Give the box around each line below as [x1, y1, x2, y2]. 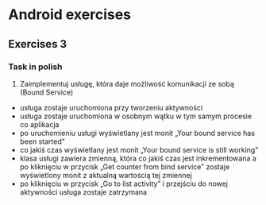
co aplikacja [19, 119, 60, 129]
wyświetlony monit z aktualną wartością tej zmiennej [19, 170, 192, 180]
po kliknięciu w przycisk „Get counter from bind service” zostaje [19, 161, 230, 172]
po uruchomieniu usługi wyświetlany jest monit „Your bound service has [19, 128, 256, 137]
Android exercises [8, 6, 132, 24]
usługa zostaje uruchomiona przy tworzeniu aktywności [19, 102, 203, 112]
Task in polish [8, 61, 63, 72]
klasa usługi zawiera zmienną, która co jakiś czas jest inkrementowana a [19, 153, 256, 163]
